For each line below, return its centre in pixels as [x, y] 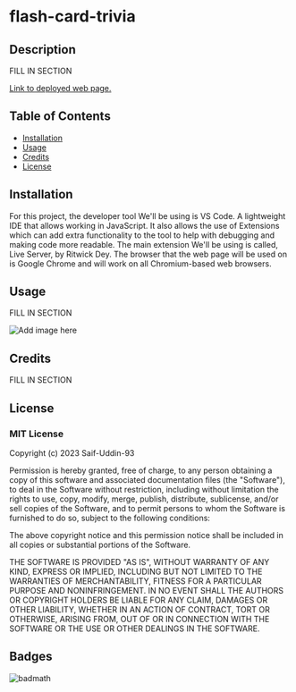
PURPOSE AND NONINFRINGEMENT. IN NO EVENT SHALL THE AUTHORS [147, 590]
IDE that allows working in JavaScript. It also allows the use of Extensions [144, 225]
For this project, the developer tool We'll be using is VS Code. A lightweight [148, 215]
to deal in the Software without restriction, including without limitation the [144, 489]
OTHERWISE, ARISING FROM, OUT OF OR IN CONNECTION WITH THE [140, 619]
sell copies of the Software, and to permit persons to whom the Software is [148, 508]
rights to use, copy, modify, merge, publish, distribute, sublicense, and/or [144, 499]
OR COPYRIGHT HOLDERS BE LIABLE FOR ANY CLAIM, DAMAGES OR [139, 600]
